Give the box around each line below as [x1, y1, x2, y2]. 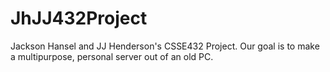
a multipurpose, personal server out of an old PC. [10, 50, 214, 62]
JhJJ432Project [10, 7, 148, 30]
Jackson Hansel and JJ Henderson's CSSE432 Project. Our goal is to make [10, 40, 320, 52]
